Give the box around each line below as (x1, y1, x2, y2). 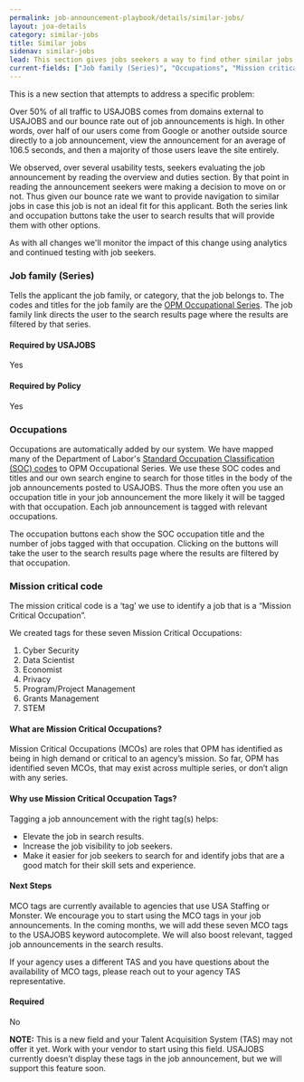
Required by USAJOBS (9, 339, 96, 350)
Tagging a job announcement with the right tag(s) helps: (9, 813, 219, 824)
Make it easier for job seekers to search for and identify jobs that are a (22, 849, 285, 860)
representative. (9, 975, 66, 986)
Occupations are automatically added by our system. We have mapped (9, 443, 274, 454)
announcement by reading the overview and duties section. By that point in (9, 171, 290, 182)
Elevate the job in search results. (22, 830, 145, 841)
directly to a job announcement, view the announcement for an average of (9, 135, 287, 146)
